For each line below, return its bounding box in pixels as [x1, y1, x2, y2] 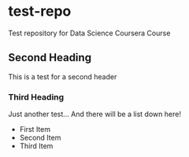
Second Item [19, 133, 61, 143]
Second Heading [8, 51, 92, 64]
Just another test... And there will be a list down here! [8, 109, 181, 119]
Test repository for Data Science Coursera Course [8, 28, 171, 38]
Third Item [19, 141, 54, 151]
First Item [19, 125, 51, 134]
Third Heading [8, 91, 65, 102]
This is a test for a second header [8, 71, 117, 81]
